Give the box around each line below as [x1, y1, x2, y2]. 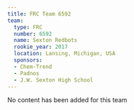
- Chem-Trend [13, 63, 52, 70]
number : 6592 [13, 30, 52, 38]
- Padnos [13, 70, 40, 77]
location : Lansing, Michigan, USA [13, 50, 116, 57]
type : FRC [13, 23, 43, 31]
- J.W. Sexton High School [13, 76, 94, 84]
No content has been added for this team [7, 96, 128, 104]
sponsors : [13, 57, 43, 64]
